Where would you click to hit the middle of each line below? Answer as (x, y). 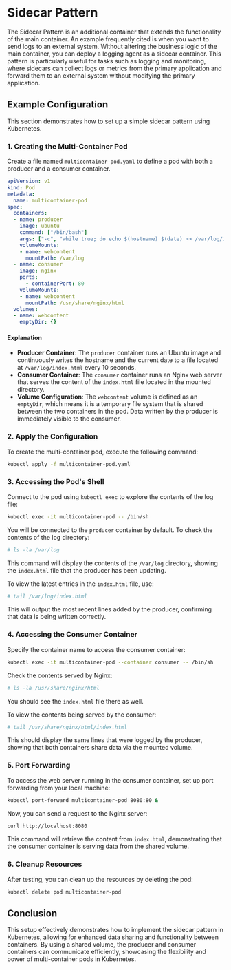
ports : (29, 277)
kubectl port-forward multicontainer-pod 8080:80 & (82, 800)
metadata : (21, 194)
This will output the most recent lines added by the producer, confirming (109, 609)
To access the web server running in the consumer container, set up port (110, 780)
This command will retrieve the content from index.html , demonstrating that (114, 839)
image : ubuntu (40, 226)
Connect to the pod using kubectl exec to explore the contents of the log (110, 496)
